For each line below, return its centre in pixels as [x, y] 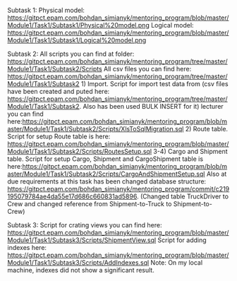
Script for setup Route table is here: [59, 136]
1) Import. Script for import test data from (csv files [154, 84]
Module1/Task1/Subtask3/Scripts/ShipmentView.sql [82, 240]
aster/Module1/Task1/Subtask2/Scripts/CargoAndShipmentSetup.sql [106, 174]
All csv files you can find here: [147, 69]
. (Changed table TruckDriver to [183, 196]
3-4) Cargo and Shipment [190, 151]
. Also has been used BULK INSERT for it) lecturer [151, 106]
